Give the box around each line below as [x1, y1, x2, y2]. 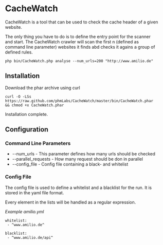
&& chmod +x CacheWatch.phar [5, 103, 64, 108]
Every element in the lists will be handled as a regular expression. [5, 199, 136, 205]
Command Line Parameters [5, 140, 71, 147]
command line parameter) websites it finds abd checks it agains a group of [5, 44, 155, 50]
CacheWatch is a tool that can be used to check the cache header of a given [5, 19, 158, 25]
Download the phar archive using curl [5, 85, 80, 91]
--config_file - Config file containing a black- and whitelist [12, 161, 128, 167]
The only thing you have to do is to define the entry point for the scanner [5, 34, 151, 39]
